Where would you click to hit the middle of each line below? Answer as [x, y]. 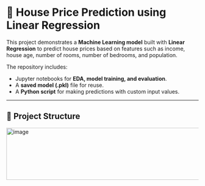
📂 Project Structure [43, 116]
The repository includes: [37, 67]
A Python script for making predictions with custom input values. [97, 91]
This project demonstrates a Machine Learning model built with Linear [95, 42]
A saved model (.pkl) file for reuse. [59, 85]
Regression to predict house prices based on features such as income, [96, 49]
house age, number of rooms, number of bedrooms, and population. [92, 55]
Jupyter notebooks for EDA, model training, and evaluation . [91, 78]
